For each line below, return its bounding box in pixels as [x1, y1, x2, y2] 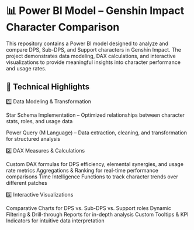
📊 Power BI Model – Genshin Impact [6, 4, 185, 18]
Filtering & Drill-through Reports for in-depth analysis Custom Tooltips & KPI [6, 211, 189, 218]
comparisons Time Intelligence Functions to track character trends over [6, 173, 178, 180]
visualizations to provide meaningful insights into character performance [6, 59, 181, 66]
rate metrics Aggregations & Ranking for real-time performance [6, 167, 159, 174]
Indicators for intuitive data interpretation [6, 217, 105, 224]
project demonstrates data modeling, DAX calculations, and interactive [6, 52, 176, 59]
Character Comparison [6, 21, 120, 34]
